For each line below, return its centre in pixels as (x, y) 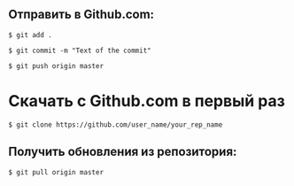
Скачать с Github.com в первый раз (147, 101)
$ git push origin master (56, 66)
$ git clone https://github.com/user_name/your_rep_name (116, 124)
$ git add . (30, 35)
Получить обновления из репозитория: (123, 152)
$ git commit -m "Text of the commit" (80, 50)
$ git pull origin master (56, 172)
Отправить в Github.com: (81, 15)
